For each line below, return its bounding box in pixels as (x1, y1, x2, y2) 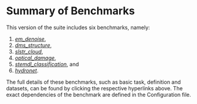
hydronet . (14, 67, 39, 74)
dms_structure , (14, 42, 52, 49)
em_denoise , (14, 35, 46, 42)
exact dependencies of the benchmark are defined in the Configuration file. (6, 91, 192, 98)
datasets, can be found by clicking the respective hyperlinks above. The (6, 84, 183, 92)
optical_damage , (14, 54, 57, 61)
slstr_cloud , (14, 48, 43, 55)
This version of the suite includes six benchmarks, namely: (6, 24, 151, 31)
